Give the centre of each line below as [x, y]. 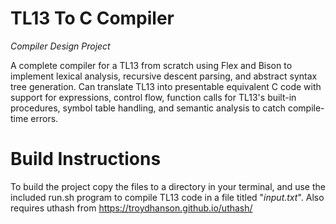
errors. [44, 118]
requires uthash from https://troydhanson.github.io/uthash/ [131, 208]
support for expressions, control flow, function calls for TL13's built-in [153, 97]
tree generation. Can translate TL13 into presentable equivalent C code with [166, 86]
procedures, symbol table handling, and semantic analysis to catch [148, 108]
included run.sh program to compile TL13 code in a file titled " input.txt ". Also [167, 197]
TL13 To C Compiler [92, 18]
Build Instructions [86, 159]
